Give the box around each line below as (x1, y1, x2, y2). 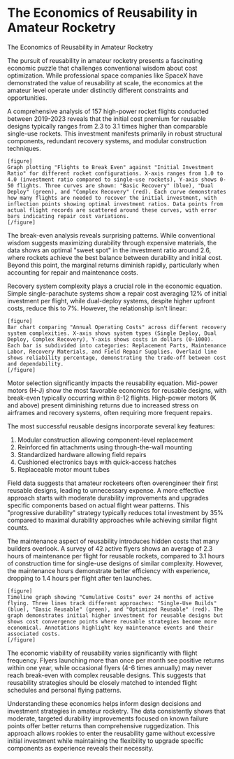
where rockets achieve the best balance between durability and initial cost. (7, 253, 223, 261)
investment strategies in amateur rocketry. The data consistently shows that (7, 707, 226, 715)
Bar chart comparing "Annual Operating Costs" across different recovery (7, 324, 227, 331)
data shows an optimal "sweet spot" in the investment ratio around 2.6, (7, 246, 212, 254)
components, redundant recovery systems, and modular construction (7, 136, 207, 145)
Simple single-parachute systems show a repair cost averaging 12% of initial (7, 289, 227, 298)
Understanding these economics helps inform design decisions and (7, 699, 202, 707)
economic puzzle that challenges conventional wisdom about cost (7, 64, 198, 72)
